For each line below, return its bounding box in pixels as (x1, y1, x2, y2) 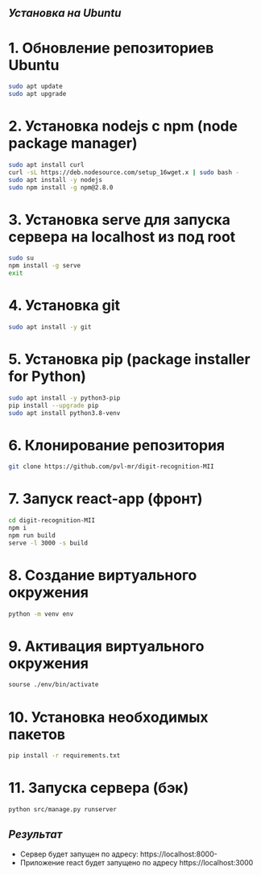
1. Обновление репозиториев (8, 39, 214, 57)
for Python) (8, 367, 87, 386)
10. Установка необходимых (8, 708, 209, 726)
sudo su (8, 254, 35, 263)
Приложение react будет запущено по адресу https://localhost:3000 (19, 857, 254, 867)
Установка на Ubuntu (8, 6, 122, 20)
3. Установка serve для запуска (8, 210, 231, 229)
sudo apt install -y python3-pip (8, 394, 121, 402)
